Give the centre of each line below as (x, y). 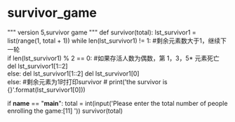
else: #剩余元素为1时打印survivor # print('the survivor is (87, 81)
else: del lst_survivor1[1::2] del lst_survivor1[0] (73, 73)
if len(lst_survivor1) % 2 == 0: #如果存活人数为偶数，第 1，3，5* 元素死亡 (113, 58)
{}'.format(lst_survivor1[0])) (46, 90)
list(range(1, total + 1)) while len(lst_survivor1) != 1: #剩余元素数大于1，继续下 (117, 41)
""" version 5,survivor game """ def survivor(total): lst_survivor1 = (102, 32)
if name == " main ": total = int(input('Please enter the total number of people (117, 103)
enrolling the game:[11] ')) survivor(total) (65, 111)
